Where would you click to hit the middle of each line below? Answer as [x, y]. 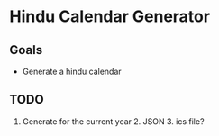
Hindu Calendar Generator [109, 17]
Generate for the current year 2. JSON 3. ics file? [113, 121]
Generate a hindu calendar [72, 71]
